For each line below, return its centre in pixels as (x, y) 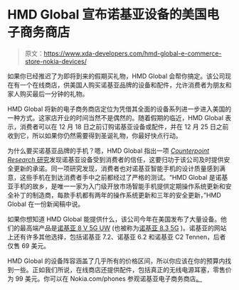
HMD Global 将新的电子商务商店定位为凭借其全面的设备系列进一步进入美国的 (119, 109)
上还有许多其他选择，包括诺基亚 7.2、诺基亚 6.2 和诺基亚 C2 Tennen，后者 (117, 237)
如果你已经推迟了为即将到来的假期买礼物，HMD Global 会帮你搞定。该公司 (116, 76)
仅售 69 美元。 (29, 245)
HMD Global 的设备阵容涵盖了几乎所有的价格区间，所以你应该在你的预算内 (116, 261)
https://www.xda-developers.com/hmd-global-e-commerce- (133, 53)
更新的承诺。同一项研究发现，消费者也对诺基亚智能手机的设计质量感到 (116, 168)
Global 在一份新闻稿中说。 (46, 204)
